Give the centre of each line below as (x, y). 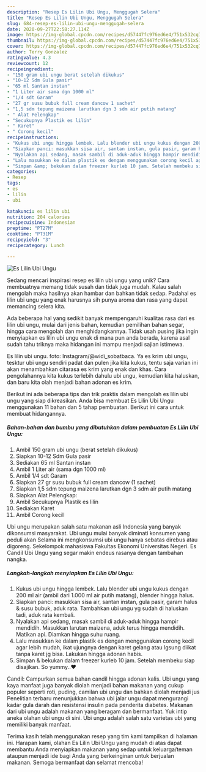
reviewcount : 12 (28, 63)
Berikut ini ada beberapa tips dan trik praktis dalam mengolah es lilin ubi (97, 394)
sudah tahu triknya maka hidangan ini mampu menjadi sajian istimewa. (96, 344)
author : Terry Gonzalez (37, 52)
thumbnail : (21, 40)
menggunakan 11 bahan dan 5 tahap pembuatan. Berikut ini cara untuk (95, 407)
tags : (14, 183)
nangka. (17, 559)
